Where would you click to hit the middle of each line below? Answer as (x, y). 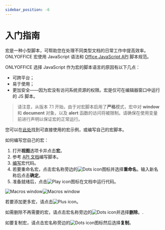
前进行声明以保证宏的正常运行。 (50, 119)
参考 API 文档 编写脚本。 (37, 157)
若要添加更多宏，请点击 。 (43, 201)
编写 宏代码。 (25, 163)
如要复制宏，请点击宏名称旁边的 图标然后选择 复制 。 (69, 223)
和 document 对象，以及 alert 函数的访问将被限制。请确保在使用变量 (87, 113)
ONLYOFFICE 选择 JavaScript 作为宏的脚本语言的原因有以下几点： (73, 67)
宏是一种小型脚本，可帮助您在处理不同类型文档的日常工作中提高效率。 (77, 50)
